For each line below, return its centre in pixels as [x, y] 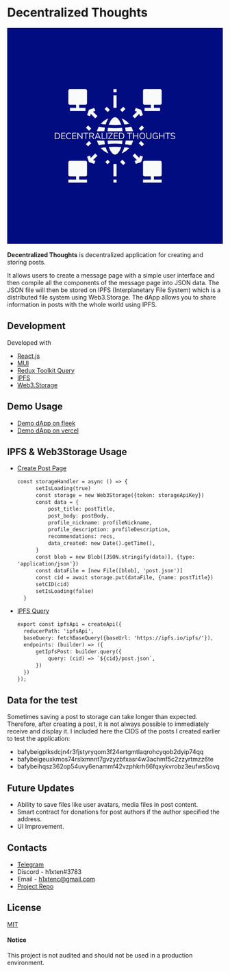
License [24, 908]
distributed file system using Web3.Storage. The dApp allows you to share [112, 297]
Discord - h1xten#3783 [49, 871]
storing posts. [27, 262]
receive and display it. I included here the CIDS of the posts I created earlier [114, 731]
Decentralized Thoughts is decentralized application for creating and [105, 254]
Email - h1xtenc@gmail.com [56, 879]
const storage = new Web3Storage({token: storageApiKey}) [120, 496]
